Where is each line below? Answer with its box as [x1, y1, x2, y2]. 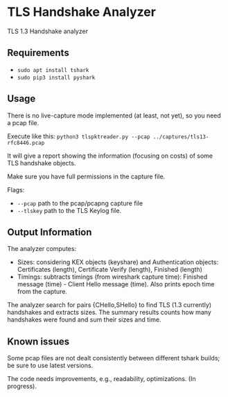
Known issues [7, 335, 70, 347]
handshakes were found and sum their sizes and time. [7, 315, 161, 324]
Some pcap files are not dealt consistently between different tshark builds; [7, 354, 220, 362]
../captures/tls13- [152, 133, 209, 140]
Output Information [7, 226, 92, 238]
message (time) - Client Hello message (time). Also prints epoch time [17, 280, 215, 288]
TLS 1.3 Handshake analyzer [7, 27, 89, 35]
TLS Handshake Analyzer [7, 4, 156, 20]
